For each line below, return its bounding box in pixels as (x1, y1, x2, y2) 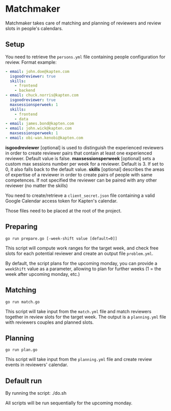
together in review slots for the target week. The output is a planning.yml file (5, 314, 166, 320)
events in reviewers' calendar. (5, 362, 68, 368)
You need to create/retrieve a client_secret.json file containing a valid (5, 192, 155, 198)
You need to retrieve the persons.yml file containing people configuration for (5, 54, 166, 60)
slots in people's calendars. (5, 25, 63, 31)
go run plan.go (5, 347, 38, 352)
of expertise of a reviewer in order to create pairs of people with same (5, 171, 153, 177)
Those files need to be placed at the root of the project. (5, 208, 122, 214)
